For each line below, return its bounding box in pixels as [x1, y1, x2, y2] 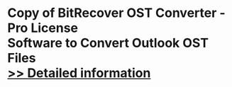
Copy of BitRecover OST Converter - [7, 5, 226, 21]
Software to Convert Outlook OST [7, 35, 209, 51]
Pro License [7, 20, 79, 36]
